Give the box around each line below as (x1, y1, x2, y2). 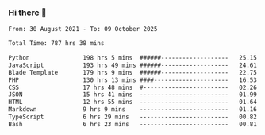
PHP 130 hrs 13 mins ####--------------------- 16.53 (8, 75, 258, 84)
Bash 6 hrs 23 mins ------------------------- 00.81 (8, 120, 258, 128)
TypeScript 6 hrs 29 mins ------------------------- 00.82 (8, 113, 258, 121)
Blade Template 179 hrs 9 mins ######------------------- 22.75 (8, 68, 258, 76)
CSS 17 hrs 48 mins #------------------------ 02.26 (8, 83, 258, 91)
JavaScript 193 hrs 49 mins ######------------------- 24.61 (8, 61, 258, 69)
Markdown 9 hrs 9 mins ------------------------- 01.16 (8, 106, 258, 114)
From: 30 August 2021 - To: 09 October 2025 (8, 25, 158, 33)
